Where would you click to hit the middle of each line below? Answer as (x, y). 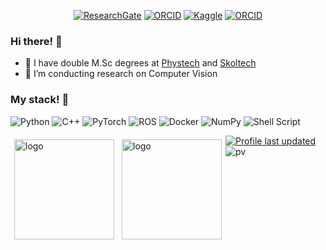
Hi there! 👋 (36, 41)
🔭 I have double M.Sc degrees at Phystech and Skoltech (140, 63)
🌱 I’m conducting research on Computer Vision (121, 74)
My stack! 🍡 (40, 100)
